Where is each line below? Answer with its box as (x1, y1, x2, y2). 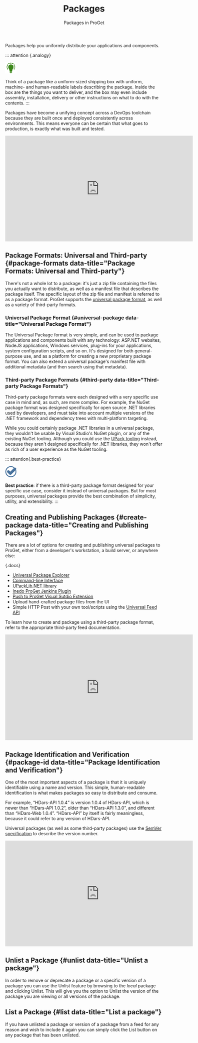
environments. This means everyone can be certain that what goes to (5, 120, 148, 126)
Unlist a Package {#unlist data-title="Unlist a (5, 956, 148, 965)
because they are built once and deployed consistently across (5, 115, 133, 121)
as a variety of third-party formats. (5, 302, 76, 308)
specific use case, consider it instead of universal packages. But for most (5, 488, 156, 494)
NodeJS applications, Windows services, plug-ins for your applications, (5, 342, 153, 349)
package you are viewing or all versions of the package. (5, 993, 121, 999)
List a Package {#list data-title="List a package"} (5, 1008, 162, 1016)
